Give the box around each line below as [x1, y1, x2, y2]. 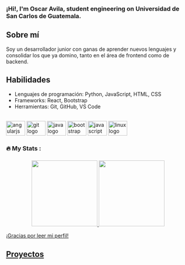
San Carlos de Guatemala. [6, 12, 82, 20]
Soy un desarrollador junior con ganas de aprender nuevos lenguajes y [6, 46, 177, 53]
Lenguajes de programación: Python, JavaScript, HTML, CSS [14, 90, 162, 98]
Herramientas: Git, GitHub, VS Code [14, 103, 101, 110]
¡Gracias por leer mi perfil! [6, 232, 69, 239]
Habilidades [6, 75, 51, 85]
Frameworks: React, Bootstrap [14, 97, 88, 104]
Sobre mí [6, 30, 40, 40]
